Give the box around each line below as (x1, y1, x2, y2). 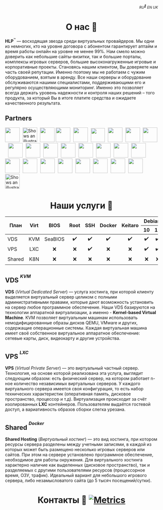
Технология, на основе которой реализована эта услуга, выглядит (5, 370, 143, 376)
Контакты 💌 (37, 494, 87, 506)
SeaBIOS (44, 236, 65, 243)
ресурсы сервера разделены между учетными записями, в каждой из (5, 441, 152, 447)
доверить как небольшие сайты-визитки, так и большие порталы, (5, 54, 142, 60)
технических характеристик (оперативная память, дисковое (5, 391, 131, 397)
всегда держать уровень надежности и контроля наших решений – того (5, 90, 155, 96)
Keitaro (121, 222, 139, 229)
